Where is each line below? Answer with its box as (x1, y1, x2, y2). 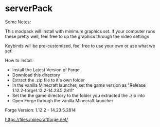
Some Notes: (5, 19, 31, 25)
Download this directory (12, 72, 60, 78)
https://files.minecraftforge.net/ (5, 116, 68, 122)
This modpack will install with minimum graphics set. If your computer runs (5, 28, 156, 34)
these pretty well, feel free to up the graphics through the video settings (5, 33, 149, 39)
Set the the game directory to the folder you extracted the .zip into (12, 93, 145, 98)
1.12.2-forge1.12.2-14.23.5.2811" (12, 87, 74, 93)
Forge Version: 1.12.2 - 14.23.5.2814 (5, 107, 76, 113)
